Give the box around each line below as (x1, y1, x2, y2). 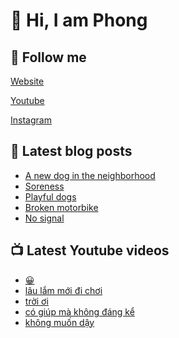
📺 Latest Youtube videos (10, 242, 170, 259)
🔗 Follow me (10, 49, 87, 66)
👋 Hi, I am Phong (10, 9, 148, 32)
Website (10, 75, 45, 87)
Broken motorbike (24, 201, 99, 213)
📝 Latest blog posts (10, 143, 133, 160)
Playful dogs (24, 190, 77, 203)
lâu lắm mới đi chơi (24, 284, 103, 296)
